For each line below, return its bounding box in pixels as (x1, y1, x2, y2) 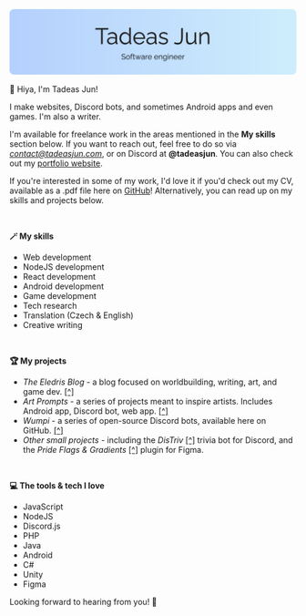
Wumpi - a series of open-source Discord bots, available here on (22, 415, 267, 426)
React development (22, 271, 97, 282)
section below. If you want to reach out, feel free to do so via (9, 138, 237, 149)
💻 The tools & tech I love (9, 479, 105, 491)
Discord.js (22, 520, 61, 531)
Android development (22, 281, 105, 292)
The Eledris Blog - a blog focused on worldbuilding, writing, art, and (22, 376, 278, 387)
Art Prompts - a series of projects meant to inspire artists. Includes (22, 395, 273, 406)
